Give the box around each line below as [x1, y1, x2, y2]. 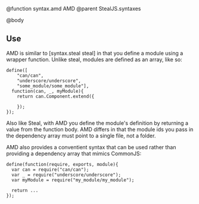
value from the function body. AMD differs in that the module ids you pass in [6, 125, 194, 133]
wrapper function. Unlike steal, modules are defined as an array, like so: [6, 56, 183, 63]
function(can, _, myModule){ [11, 88, 84, 94]
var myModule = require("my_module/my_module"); [11, 177, 135, 183]
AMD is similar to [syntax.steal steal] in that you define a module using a [6, 49, 184, 57]
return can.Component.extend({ [17, 93, 95, 99]
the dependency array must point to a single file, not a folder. [6, 132, 156, 139]
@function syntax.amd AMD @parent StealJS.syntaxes [6, 5, 141, 12]
